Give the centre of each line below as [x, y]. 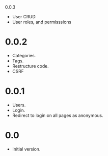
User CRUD [24, 17]
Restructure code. [30, 66]
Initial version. [26, 149]
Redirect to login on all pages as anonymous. [58, 115]
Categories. [24, 55]
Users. [19, 105]
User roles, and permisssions [42, 22]
